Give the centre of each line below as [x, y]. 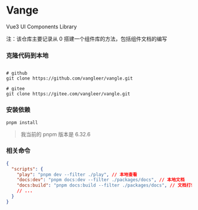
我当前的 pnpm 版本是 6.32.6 [55, 134]
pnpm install [22, 122]
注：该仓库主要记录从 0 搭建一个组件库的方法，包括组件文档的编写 [87, 38]
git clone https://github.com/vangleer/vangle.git [70, 78]
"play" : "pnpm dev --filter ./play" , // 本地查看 [77, 175]
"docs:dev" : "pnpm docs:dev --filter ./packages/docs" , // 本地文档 [101, 180]
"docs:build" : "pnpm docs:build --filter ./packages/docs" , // [96, 186]
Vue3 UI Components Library [42, 27]
